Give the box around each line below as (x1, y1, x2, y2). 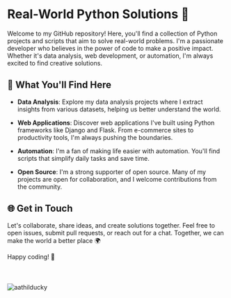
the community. (17, 182, 63, 191)
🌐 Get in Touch (7, 203, 73, 214)
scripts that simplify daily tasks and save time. (17, 154, 150, 162)
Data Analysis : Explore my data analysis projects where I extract (17, 97, 203, 106)
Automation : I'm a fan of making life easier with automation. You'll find (17, 146, 221, 155)
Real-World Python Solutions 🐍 (7, 6, 189, 22)
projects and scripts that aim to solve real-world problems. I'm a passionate (7, 36, 224, 45)
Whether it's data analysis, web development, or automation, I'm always (7, 52, 214, 60)
